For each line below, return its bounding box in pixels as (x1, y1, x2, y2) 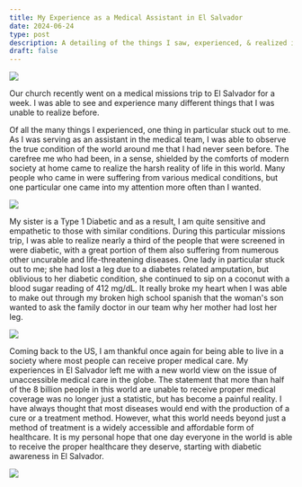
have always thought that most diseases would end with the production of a (9, 403, 290, 414)
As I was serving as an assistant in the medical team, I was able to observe (9, 134, 287, 145)
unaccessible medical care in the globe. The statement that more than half (9, 375, 285, 385)
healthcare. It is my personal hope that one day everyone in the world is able (9, 432, 293, 443)
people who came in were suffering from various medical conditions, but (9, 173, 279, 183)
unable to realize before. (9, 107, 100, 118)
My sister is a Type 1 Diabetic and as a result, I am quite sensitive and (9, 217, 266, 227)
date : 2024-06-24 (9, 22, 75, 31)
